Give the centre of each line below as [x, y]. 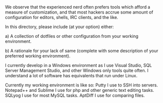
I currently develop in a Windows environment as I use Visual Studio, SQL [79, 65]
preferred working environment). [38, 56]
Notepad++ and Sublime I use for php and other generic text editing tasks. [80, 90]
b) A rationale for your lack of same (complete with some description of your [82, 51]
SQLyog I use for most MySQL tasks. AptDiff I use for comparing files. [75, 95]
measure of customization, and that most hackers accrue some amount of [79, 12]
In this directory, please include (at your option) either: [60, 27]
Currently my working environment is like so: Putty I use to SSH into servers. [81, 85]
